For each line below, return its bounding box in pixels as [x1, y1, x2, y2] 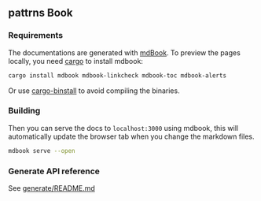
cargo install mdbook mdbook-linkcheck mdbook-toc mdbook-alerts [8, 71, 226, 80]
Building [8, 106, 41, 117]
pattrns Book [8, 6, 73, 20]
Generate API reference [8, 166, 101, 177]
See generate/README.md [8, 184, 96, 193]
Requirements [8, 30, 64, 41]
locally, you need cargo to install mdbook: [8, 56, 144, 65]
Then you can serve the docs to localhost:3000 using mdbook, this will [8, 123, 238, 132]
